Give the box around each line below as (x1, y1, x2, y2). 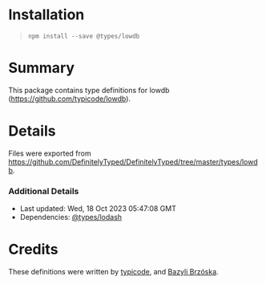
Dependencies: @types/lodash (19, 213, 123, 222)
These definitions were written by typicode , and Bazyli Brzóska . (8, 267, 219, 277)
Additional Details (8, 185, 79, 197)
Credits (8, 241, 58, 258)
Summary (8, 59, 75, 77)
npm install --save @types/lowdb (27, 32, 140, 40)
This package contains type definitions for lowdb (8, 85, 170, 95)
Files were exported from (8, 148, 91, 158)
